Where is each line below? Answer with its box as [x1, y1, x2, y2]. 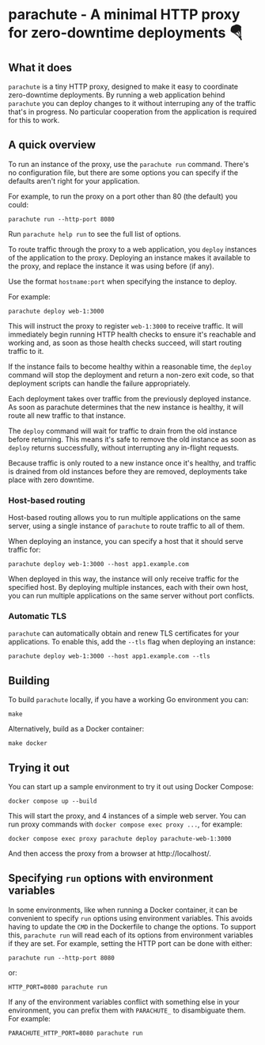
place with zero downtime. [8, 475, 95, 484]
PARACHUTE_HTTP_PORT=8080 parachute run [8, 1029, 144, 1037]
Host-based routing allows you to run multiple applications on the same [8, 513, 241, 522]
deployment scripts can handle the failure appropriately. [8, 378, 191, 388]
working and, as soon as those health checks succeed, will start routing [8, 338, 242, 348]
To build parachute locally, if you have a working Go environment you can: [8, 695, 249, 705]
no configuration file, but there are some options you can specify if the [8, 168, 239, 177]
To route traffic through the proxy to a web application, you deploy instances [8, 244, 257, 254]
